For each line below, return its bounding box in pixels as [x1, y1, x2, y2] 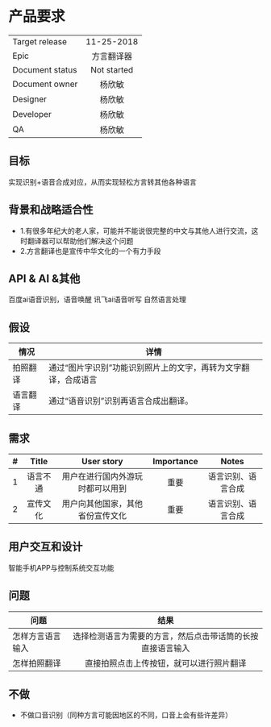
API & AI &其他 [8, 272, 81, 285]
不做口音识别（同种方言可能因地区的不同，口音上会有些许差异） [19, 710, 232, 720]
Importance [152, 456, 199, 467]
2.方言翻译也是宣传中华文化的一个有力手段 [19, 246, 161, 255]
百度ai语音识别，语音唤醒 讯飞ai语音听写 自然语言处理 [8, 295, 187, 305]
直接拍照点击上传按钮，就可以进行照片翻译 [84, 658, 247, 669]
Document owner [12, 78, 78, 89]
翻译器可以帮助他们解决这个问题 [27, 235, 134, 246]
